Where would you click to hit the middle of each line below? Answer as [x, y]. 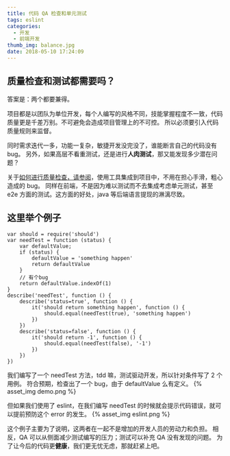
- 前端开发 [27, 39]
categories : [24, 26]
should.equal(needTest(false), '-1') [98, 344]
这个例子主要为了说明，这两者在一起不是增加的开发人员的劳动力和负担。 [109, 429]
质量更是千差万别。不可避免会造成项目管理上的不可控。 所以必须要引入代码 [113, 122]
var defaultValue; [46, 246]
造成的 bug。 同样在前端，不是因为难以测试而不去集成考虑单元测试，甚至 [110, 185]
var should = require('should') [53, 234]
